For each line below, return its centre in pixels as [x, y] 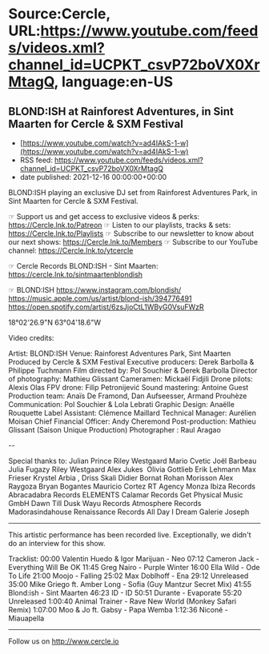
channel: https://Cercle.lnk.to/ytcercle [71, 250]
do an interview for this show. [57, 543]
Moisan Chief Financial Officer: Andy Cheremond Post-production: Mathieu [132, 421]
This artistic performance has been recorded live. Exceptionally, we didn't [130, 535]
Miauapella [26, 618]
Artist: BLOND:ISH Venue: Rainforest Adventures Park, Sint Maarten [120, 353]
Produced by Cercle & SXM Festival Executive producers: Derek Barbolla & [131, 362]
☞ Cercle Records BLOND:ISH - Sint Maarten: [83, 266]
